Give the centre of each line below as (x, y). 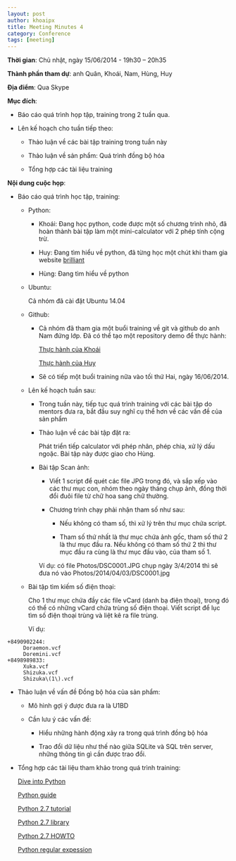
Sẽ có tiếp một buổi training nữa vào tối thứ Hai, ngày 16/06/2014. (133, 377)
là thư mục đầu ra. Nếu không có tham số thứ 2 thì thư (138, 545)
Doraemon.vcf (42, 648)
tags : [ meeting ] (31, 40)
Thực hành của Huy (67, 363)
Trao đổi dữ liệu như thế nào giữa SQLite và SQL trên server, (126, 747)
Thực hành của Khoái (69, 349)
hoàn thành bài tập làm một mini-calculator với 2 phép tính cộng (131, 231)
